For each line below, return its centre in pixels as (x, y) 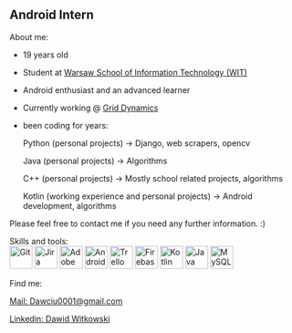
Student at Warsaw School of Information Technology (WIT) (135, 72)
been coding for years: (65, 125)
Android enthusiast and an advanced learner (106, 89)
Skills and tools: (39, 241)
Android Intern (52, 15)
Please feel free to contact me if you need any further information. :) (138, 224)
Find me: (26, 283)
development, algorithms (69, 205)
